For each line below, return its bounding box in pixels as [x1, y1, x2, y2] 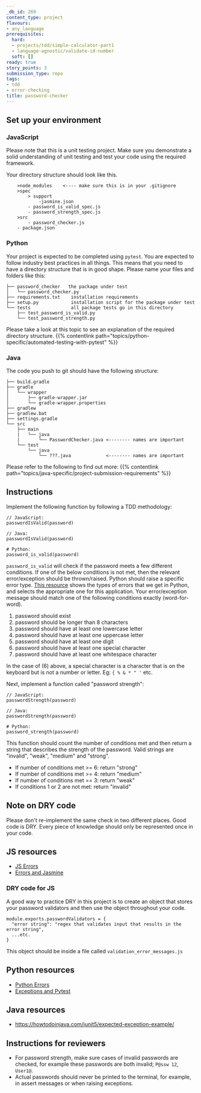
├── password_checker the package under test [6, 284, 128, 290]
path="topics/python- [95, 332, 150, 339]
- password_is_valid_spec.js [28, 204, 101, 210]
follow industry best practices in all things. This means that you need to [6, 259, 184, 266]
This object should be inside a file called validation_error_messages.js [6, 947, 183, 954]
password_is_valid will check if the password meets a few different [6, 562, 173, 569]
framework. [6, 160, 35, 167]
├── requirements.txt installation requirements [6, 294, 138, 300]
